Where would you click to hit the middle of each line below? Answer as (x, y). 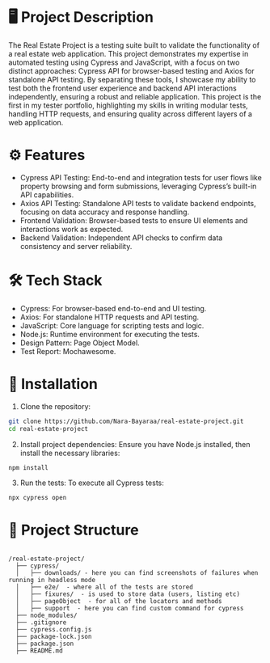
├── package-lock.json (54, 637)
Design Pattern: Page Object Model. (80, 343)
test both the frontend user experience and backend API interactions (122, 88)
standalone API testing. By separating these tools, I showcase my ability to (132, 79)
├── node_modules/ (47, 616)
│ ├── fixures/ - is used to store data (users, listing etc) (128, 594)
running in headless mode (52, 581)
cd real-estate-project (49, 429)
